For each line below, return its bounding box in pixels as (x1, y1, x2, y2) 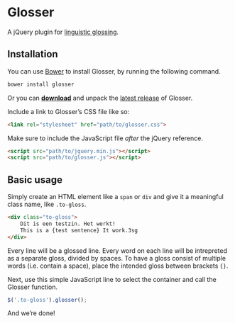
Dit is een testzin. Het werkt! (20, 220, 116, 227)
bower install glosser (7, 81, 75, 88)
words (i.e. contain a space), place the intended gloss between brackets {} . (7, 261, 229, 270)
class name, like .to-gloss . (7, 200, 87, 209)
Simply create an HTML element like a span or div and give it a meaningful (7, 193, 224, 201)
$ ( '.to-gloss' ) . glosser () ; (7, 296, 87, 303)
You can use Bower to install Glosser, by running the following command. (7, 67, 222, 75)
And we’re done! (7, 309, 55, 317)
